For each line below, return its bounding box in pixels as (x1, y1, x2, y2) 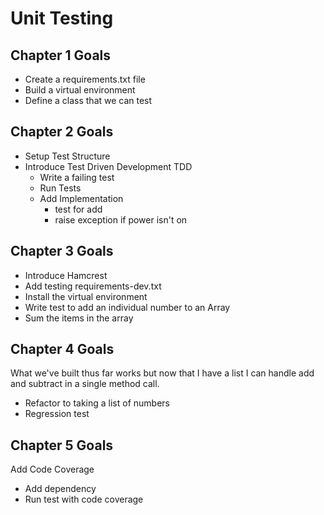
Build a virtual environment (24, 84, 136, 96)
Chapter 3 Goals (10, 243, 114, 260)
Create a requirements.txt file (24, 73, 146, 85)
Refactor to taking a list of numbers (24, 397, 170, 409)
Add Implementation (39, 192, 124, 204)
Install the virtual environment (24, 290, 148, 302)
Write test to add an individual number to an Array (24, 301, 231, 313)
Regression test (24, 408, 90, 420)
